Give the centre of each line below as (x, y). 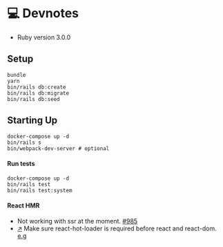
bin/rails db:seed (33, 99)
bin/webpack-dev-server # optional (58, 148)
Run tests (21, 164)
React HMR (23, 205)
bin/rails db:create (37, 87)
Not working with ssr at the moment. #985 (77, 221)
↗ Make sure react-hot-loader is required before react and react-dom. (117, 228)
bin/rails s (24, 143)
